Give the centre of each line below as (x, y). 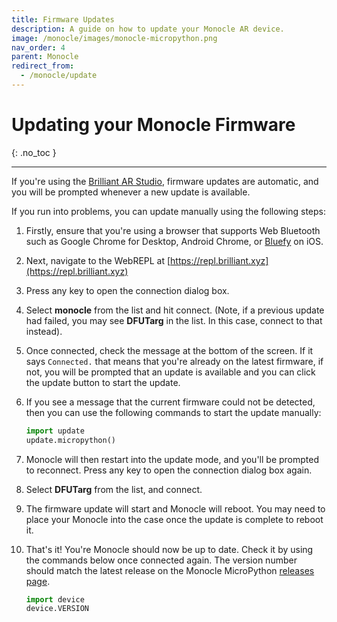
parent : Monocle (45, 57)
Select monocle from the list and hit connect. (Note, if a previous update (175, 310)
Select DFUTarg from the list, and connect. (114, 489)
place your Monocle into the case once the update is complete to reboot (174, 519)
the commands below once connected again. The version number (161, 560)
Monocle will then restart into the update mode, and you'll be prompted (172, 459)
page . (38, 581)
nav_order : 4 (38, 47)
